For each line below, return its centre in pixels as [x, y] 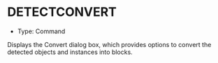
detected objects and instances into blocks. [70, 52]
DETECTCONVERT [62, 12]
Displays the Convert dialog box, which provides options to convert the [109, 44]
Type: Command [41, 31]
